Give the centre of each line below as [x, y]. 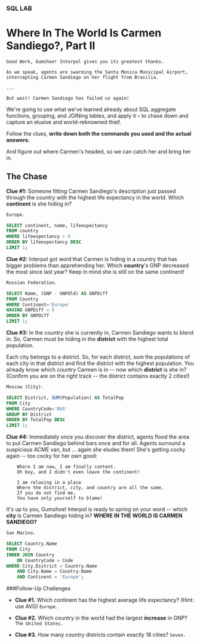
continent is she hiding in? [39, 204]
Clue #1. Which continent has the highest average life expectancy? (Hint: [104, 600]
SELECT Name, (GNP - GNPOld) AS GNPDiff [57, 293]
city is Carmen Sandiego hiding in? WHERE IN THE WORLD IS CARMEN [94, 516]
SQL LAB [19, 8]
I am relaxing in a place [49, 483]
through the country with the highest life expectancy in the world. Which [95, 197]
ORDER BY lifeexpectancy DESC [44, 242]
